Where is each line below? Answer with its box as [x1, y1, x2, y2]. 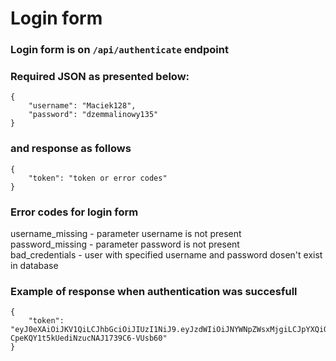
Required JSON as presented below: [10, 70, 190, 84]
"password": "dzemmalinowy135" [28, 110, 159, 120]
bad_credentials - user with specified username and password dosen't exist [10, 249, 323, 261]
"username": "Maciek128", [28, 101, 137, 111]
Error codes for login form [10, 205, 139, 219]
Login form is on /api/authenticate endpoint [10, 43, 229, 57]
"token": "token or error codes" [28, 173, 168, 183]
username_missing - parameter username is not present [10, 228, 242, 239]
